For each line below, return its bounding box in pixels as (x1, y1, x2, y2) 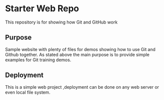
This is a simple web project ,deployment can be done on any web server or (5, 84, 159, 90)
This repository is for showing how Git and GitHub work (5, 19, 118, 25)
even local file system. (5, 89, 51, 95)
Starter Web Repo (5, 3, 79, 14)
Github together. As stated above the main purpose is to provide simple (5, 51, 150, 57)
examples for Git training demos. (5, 57, 71, 63)
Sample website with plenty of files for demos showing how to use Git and (5, 46, 156, 52)
